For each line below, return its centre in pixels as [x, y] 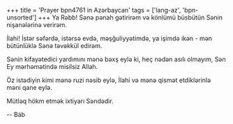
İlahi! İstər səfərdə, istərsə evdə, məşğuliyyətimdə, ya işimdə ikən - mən [110, 38]
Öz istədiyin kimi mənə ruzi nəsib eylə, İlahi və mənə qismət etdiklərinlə [109, 80]
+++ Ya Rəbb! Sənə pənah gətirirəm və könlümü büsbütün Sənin [130, 17]
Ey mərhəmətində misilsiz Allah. [52, 67]
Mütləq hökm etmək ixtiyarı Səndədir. [60, 101]
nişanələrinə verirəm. [37, 25]
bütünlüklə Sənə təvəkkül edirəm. [54, 46]
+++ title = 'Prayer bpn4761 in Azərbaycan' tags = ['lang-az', [94, 10]
